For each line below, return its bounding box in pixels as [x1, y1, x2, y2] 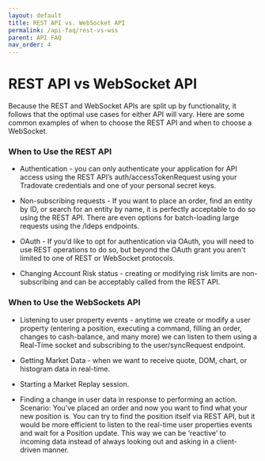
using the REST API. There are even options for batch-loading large [19, 213, 240, 222]
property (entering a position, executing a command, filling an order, [19, 323, 243, 333]
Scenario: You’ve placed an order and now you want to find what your [19, 402, 248, 412]
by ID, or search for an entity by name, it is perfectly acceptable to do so [19, 205, 256, 214]
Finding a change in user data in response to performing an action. [19, 395, 237, 404]
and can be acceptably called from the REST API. [59, 278, 221, 287]
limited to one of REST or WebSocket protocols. [19, 254, 176, 263]
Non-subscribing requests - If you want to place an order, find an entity [19, 196, 253, 206]
